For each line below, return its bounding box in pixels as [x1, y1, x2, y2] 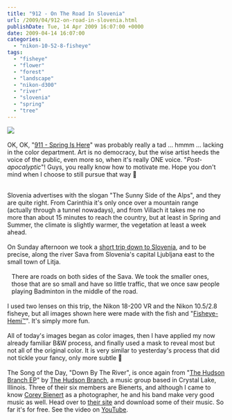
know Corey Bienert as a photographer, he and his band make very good [7, 390, 215, 398]
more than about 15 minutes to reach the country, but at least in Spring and [7, 213, 221, 221]
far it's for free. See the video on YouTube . [7, 405, 129, 414]
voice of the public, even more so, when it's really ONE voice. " [7, 155, 187, 163]
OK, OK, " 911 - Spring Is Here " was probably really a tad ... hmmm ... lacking [7, 140, 224, 149]
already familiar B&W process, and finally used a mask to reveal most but [7, 339, 215, 347]
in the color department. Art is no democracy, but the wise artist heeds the [7, 147, 220, 156]
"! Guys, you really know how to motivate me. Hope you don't [41, 163, 216, 171]
